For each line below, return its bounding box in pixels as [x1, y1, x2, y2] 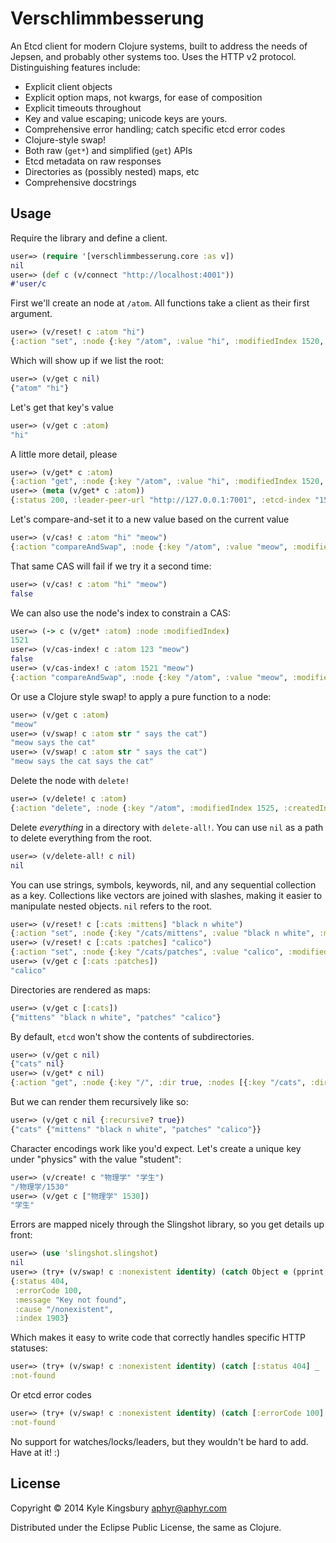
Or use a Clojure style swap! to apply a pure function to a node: [10, 690, 272, 702]
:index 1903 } [14, 1313, 70, 1324]
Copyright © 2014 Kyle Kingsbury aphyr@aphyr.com [10, 1502, 228, 1514]
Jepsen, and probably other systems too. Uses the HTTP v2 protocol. [10, 50, 297, 62]
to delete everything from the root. [10, 832, 153, 844]
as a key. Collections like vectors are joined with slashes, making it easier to [10, 889, 323, 901]
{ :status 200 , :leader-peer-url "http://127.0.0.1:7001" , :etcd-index [10, 495, 311, 506]
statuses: [10, 1342, 48, 1354]
